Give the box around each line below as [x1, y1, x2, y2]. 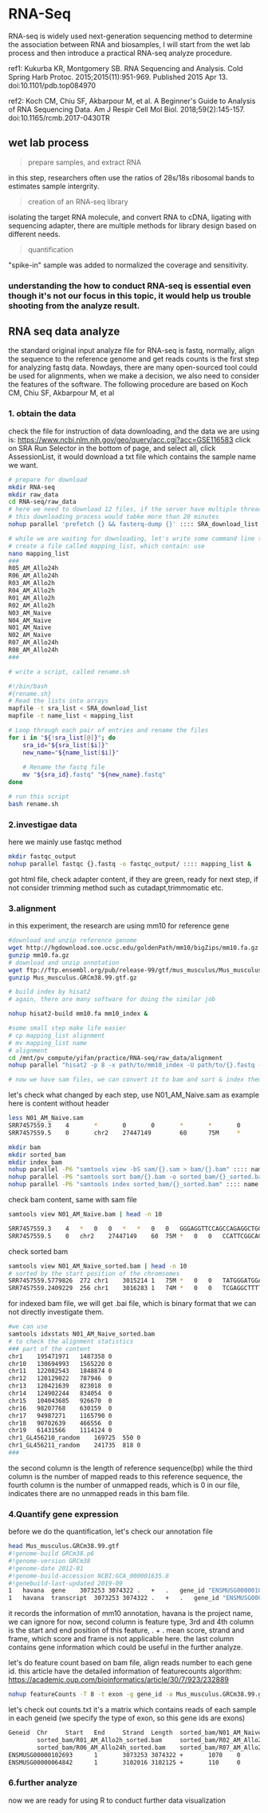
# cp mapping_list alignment [8, 1031, 105, 1039]
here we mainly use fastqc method [8, 837, 122, 847]
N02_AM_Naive [8, 631, 52, 639]
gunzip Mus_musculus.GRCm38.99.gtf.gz [8, 973, 137, 982]
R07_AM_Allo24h [8, 639, 59, 647]
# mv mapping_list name [8, 1039, 88, 1047]
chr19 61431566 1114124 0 [8, 1427, 112, 1435]
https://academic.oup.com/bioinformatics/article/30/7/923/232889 [8, 1675, 230, 1684]
